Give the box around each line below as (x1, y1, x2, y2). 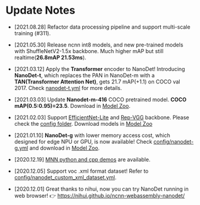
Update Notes (5, 4, 76, 17)
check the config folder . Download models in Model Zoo (14, 120, 153, 127)
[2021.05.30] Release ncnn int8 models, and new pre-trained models (14, 41, 183, 48)
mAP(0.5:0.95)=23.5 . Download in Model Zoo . (14, 102, 131, 109)
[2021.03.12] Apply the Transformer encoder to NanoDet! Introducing (14, 65, 186, 72)
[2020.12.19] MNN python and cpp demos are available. (14, 156, 150, 163)
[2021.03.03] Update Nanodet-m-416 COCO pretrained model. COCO (14, 96, 187, 103)
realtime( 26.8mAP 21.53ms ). (14, 54, 87, 61)
